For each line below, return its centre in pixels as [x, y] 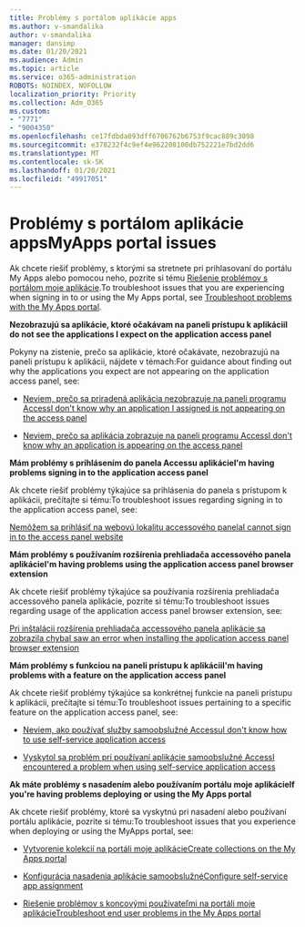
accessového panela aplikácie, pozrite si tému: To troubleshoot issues [140, 601]
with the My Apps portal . [56, 307]
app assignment [53, 886]
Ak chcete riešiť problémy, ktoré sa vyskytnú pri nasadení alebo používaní [148, 812]
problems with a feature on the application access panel [118, 676]
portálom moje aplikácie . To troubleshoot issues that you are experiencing [147, 288]
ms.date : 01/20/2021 [49, 52]
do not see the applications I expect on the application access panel [140, 334]
